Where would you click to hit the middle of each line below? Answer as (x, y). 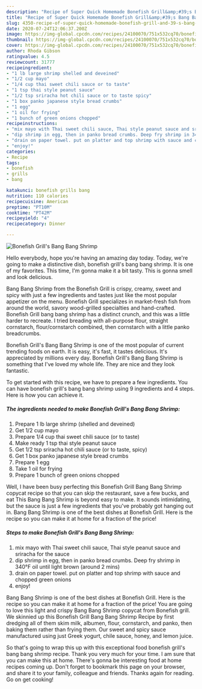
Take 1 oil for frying (39, 468)
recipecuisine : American (37, 201)
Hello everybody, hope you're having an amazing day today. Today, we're (97, 258)
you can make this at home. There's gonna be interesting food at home (94, 660)
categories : (21, 152)
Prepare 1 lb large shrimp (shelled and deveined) (75, 424)
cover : (14, 46)
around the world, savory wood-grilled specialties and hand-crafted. (91, 308)
